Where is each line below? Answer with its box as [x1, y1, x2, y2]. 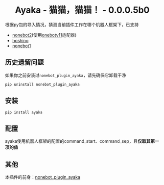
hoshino [12, 37, 29, 43]
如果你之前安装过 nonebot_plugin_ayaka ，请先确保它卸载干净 [5, 72, 126, 78]
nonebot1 [12, 43, 31, 49]
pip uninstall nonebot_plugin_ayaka [5, 82, 80, 87]
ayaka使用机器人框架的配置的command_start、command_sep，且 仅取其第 [5, 138, 155, 144]
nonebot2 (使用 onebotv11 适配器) [12, 32, 77, 38]
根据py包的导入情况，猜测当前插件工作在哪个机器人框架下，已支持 [5, 22, 139, 27]
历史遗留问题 [5, 58, 44, 67]
